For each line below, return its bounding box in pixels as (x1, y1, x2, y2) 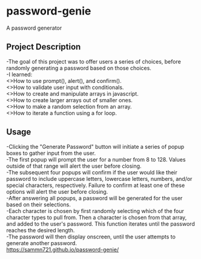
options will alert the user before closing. (6, 188, 108, 195)
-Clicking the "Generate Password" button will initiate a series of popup (6, 143, 185, 150)
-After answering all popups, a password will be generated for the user (6, 194, 183, 202)
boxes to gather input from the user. (6, 149, 96, 157)
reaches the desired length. (6, 226, 75, 234)
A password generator (6, 24, 62, 31)
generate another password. (6, 239, 77, 246)
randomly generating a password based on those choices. (6, 64, 151, 71)
